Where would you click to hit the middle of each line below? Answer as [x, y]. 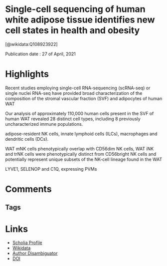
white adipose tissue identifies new [80, 20]
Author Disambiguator [35, 254]
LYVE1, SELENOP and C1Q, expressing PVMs [51, 169]
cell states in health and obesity [73, 30]
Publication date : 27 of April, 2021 [40, 54]
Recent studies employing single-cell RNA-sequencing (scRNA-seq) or [78, 88]
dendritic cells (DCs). [27, 139]
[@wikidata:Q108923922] [32, 44]
